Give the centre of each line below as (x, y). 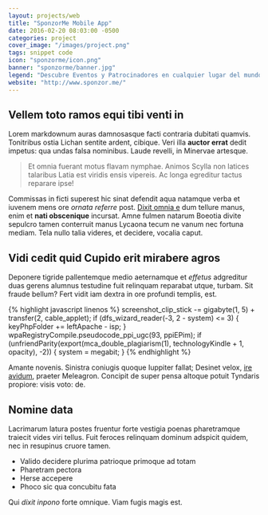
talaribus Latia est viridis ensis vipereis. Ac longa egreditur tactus (135, 175)
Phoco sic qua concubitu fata (68, 486)
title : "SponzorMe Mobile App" (60, 23)
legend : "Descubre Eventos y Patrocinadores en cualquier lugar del (124, 75)
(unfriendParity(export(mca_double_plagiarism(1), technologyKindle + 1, (126, 343)
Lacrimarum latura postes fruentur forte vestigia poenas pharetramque (124, 429)
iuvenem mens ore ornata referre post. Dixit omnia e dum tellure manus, (127, 208)
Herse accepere (46, 478)
